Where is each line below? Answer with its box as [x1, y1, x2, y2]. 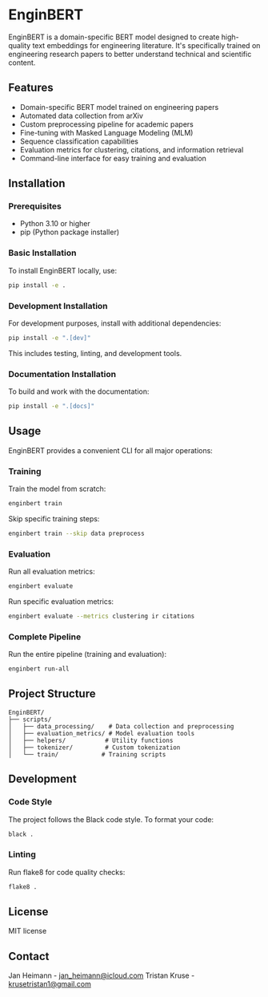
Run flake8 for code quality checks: [8, 867, 126, 877]
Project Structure [8, 687, 96, 701]
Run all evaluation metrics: [8, 567, 95, 577]
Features [8, 81, 54, 95]
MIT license [8, 926, 47, 936]
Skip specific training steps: [8, 513, 100, 523]
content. [8, 58, 36, 67]
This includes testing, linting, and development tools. [8, 348, 182, 358]
